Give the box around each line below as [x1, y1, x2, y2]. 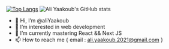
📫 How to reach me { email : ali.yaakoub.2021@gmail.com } [14, 36, 164, 43]
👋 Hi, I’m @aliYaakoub [14, 17, 70, 24]
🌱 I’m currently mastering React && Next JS [14, 30, 122, 37]
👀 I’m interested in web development [14, 24, 105, 30]
